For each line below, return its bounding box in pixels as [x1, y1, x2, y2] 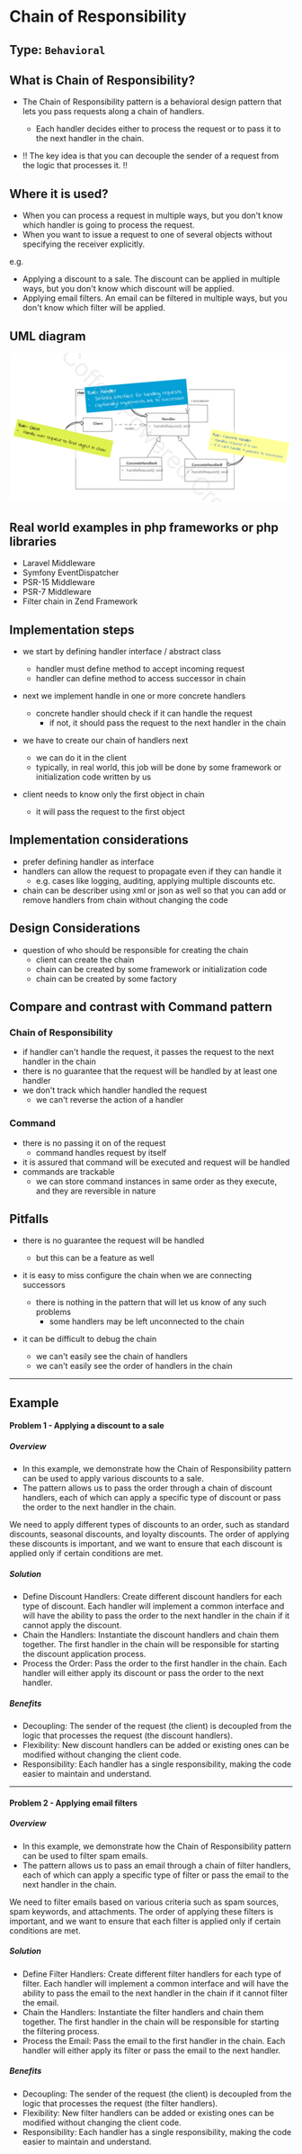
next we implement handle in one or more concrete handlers [22, 690, 246, 701]
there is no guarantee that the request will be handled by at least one [22, 1066, 278, 1077]
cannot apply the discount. [22, 1620, 122, 1631]
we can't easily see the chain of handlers [35, 1351, 189, 1362]
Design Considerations [9, 921, 141, 936]
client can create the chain [35, 954, 135, 965]
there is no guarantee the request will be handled [22, 1235, 205, 1246]
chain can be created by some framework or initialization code [35, 963, 268, 974]
